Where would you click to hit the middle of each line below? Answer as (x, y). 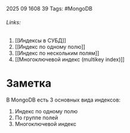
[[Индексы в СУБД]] (41, 40)
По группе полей (36, 118)
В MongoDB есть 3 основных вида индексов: (64, 100)
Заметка (29, 83)
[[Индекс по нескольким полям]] (57, 53)
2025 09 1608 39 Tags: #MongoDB (49, 9)
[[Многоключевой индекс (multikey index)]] (70, 59)
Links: (13, 22)
